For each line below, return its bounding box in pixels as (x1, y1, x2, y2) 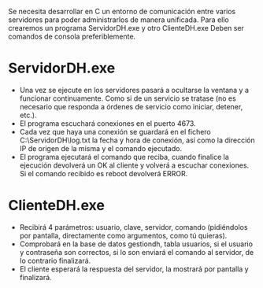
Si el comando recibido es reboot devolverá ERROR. (19, 168, 188, 178)
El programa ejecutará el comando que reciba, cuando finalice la (19, 152, 230, 161)
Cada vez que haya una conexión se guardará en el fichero (19, 127, 211, 136)
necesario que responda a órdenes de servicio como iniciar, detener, (19, 102, 243, 111)
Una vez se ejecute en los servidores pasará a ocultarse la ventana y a (19, 85, 250, 94)
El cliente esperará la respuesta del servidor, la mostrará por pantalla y (19, 264, 250, 274)
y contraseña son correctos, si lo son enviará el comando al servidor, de (19, 247, 254, 257)
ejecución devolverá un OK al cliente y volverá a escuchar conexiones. (19, 161, 250, 170)
